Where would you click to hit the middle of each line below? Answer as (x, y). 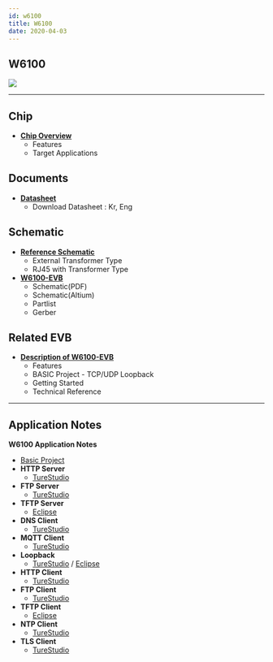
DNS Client (39, 521)
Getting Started (58, 383)
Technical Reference (67, 392)
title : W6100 (30, 24)
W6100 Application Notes (53, 444)
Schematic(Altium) (63, 295)
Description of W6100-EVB (67, 357)
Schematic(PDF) (60, 286)
